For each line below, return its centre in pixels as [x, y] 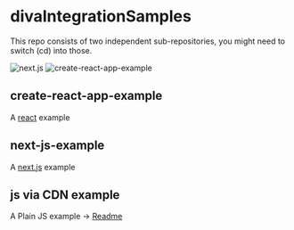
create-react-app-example [86, 96]
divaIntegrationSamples [101, 16]
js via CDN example [65, 195]
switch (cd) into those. [51, 50]
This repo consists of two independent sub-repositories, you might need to [148, 41]
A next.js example [43, 167]
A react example [40, 117]
